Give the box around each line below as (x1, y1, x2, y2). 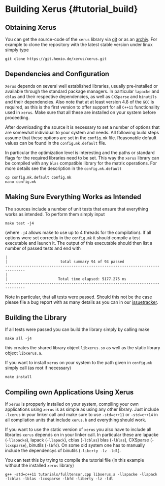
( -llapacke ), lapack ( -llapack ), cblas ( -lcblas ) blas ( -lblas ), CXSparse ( (5, 437, 152, 443)
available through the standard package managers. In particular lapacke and (5, 88, 160, 94)
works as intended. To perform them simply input (5, 211, 105, 217)
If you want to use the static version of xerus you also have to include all (5, 427, 152, 432)
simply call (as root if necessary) (5, 365, 71, 371)
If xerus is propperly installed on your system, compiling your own (5, 401, 139, 407)
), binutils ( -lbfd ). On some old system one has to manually (25, 442, 145, 448)
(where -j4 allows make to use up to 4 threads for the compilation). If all (5, 229, 152, 235)
